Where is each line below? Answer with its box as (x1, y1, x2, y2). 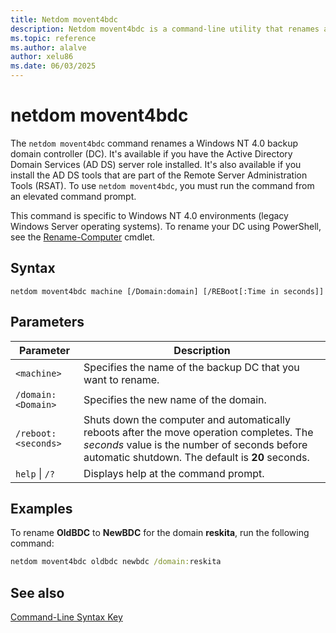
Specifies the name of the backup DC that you (83, 360, 300, 374)
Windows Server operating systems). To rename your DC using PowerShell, (10, 220, 322, 232)
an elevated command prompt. (10, 190, 137, 202)
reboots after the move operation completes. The (83, 425, 314, 439)
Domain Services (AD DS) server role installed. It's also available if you (10, 158, 302, 170)
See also (10, 584, 65, 601)
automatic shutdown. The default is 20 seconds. (83, 450, 310, 464)
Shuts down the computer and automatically (83, 412, 291, 426)
